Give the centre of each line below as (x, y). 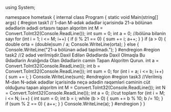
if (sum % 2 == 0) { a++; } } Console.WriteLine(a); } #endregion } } (75, 104)
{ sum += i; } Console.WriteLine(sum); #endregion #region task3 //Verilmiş (84, 77)
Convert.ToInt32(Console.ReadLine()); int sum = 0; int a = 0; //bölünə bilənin (86, 33)
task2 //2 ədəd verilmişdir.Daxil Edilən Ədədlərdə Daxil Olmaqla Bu (75, 55)
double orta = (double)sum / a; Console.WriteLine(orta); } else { (72, 44)
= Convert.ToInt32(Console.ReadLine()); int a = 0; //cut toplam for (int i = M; (85, 93)
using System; (20, 7)
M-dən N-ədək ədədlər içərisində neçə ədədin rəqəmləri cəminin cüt (78, 82)
